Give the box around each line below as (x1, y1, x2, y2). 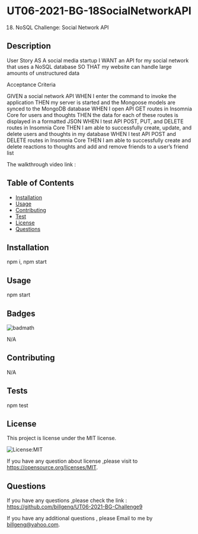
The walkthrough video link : (7, 160, 76, 168)
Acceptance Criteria (7, 81, 56, 88)
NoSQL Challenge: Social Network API (15, 24, 109, 31)
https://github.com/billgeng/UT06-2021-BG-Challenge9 (7, 503, 143, 510)
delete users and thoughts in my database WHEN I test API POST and (7, 130, 177, 137)
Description (7, 41, 51, 51)
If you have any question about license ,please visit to (7, 457, 138, 465)
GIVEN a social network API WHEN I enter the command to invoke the (7, 92, 177, 99)
